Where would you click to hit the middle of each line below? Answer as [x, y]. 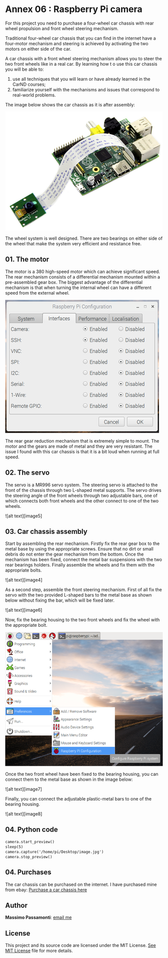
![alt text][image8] [24, 813]
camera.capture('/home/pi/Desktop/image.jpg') [54, 852]
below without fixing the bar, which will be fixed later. [60, 600]
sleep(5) [14, 847]
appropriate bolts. [23, 570]
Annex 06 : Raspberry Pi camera [74, 9]
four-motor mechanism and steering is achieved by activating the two [77, 43]
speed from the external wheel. [37, 293]
